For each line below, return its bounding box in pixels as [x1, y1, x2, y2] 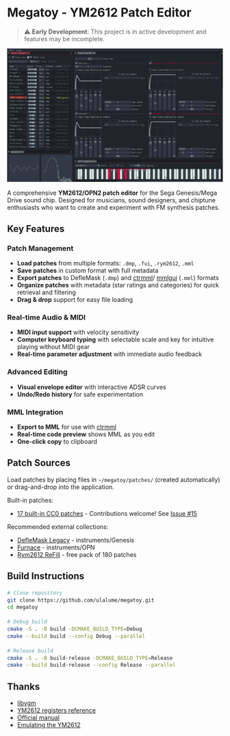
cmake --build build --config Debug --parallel [7, 632, 146, 639]
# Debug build [7, 619, 48, 626]
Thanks [7, 680, 40, 692]
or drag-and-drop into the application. [7, 482, 114, 491]
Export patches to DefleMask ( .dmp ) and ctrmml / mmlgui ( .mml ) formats [16, 274, 219, 282]
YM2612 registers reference [16, 707, 96, 715]
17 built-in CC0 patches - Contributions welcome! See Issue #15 [16, 509, 197, 517]
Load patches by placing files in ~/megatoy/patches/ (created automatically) [7, 475, 220, 484]
